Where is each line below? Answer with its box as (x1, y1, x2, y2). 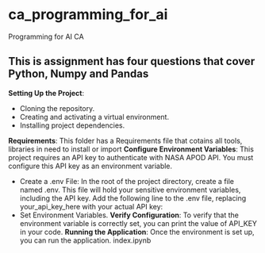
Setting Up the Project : (8, 88, 85, 98)
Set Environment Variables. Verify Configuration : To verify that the (19, 210, 240, 220)
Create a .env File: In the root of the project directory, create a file (19, 176, 235, 186)
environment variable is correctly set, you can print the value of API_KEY (19, 218, 258, 228)
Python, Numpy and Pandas (8, 67, 149, 81)
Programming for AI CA (8, 32, 85, 41)
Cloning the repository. (19, 103, 95, 113)
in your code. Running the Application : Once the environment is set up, (19, 227, 255, 236)
